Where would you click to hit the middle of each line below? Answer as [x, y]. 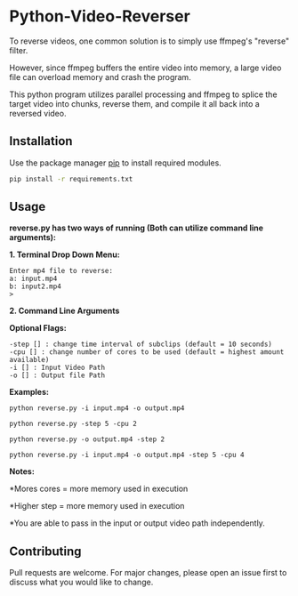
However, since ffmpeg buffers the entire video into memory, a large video [145, 68]
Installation [41, 141]
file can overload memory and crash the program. [100, 77]
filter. [19, 50]
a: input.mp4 [33, 279]
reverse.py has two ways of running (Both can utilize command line [137, 228]
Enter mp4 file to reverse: [61, 271]
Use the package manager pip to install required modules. [116, 163]
